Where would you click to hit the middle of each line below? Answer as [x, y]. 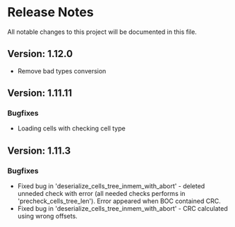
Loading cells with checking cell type [71, 128]
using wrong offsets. [47, 216]
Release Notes [50, 12]
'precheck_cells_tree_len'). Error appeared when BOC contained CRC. [119, 201]
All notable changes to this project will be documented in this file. [102, 32]
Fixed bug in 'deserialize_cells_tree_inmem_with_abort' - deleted [111, 186]
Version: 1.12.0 [40, 54]
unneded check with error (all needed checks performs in [101, 194]
